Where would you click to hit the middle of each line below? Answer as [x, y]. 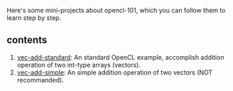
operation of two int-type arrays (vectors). [79, 65]
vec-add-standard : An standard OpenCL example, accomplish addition [120, 57]
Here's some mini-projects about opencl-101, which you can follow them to [116, 10]
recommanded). [40, 80]
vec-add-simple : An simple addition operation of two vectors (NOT [115, 72]
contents [27, 40]
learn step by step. [34, 18]
